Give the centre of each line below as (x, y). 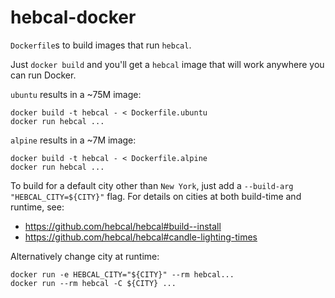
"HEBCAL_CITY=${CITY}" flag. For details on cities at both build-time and (156, 196)
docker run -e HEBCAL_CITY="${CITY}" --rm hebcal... (122, 274)
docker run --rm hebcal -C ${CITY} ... (93, 283)
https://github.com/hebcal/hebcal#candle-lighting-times (141, 237)
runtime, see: (37, 207)
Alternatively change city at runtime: (85, 256)
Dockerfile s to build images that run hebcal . (101, 45)
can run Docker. (43, 75)
